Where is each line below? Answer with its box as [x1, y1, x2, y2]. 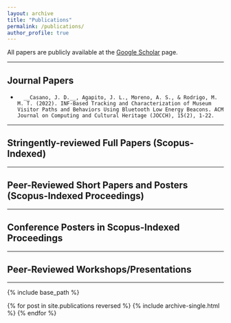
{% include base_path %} [7, 289, 80, 297]
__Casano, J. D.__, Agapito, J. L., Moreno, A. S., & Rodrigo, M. [23, 94, 218, 101]
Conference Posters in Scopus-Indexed [7, 222, 180, 233]
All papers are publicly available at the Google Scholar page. [7, 48, 178, 56]
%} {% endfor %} [7, 309, 57, 317]
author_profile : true [7, 29, 69, 37]
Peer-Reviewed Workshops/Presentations [7, 263, 192, 275]
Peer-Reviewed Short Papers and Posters [7, 180, 188, 191]
